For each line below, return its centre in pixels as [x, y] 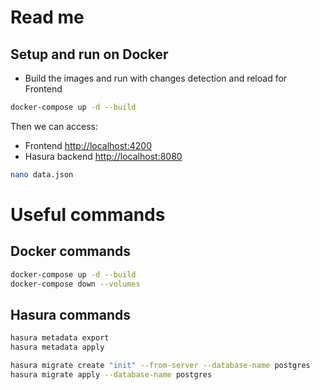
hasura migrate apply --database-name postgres [111, 374]
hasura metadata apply [57, 347]
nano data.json [42, 174]
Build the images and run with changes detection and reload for [156, 78]
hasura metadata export [60, 338]
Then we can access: [54, 126]
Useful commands [88, 214]
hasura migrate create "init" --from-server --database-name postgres [160, 366]
